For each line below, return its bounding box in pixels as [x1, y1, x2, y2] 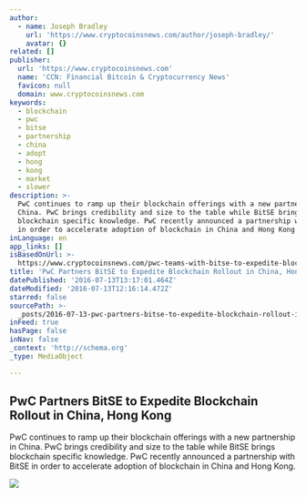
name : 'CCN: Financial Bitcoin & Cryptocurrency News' [17, 73, 230, 82]
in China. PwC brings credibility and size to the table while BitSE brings [9, 441, 276, 452]
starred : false [9, 292, 67, 301]
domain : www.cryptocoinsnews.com [17, 89, 145, 98]
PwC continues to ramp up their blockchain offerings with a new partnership [9, 431, 296, 442]
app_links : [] [9, 242, 64, 251]
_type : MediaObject [9, 351, 84, 360]
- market [17, 174, 51, 183]
